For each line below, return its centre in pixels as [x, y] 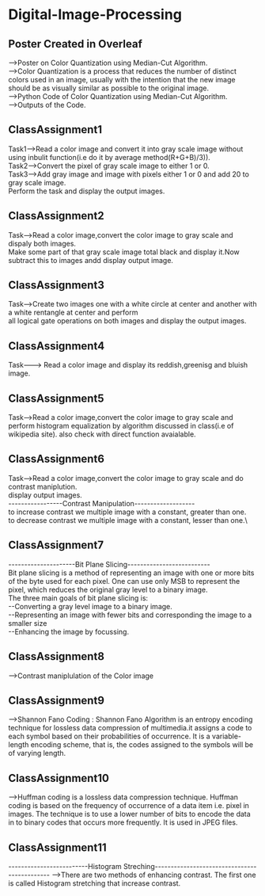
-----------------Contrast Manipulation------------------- [102, 503]
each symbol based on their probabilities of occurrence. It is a [110, 736]
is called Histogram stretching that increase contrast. [95, 883]
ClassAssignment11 [57, 847]
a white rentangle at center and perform [73, 313]
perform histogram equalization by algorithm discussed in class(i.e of [121, 426]
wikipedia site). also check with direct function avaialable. [102, 434]
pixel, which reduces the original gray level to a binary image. [108, 589]
